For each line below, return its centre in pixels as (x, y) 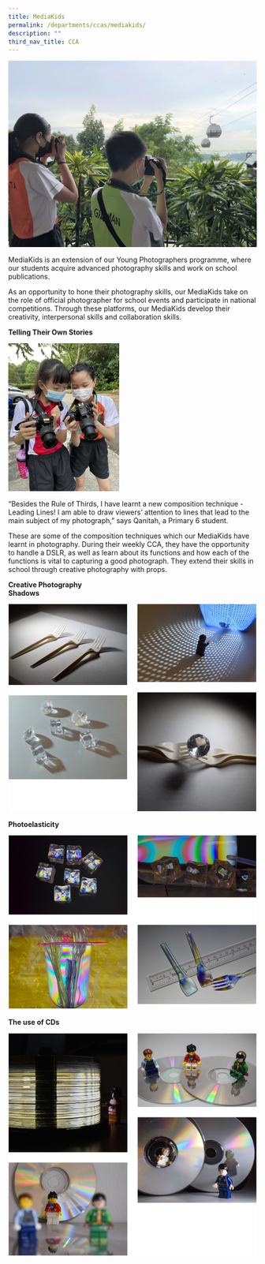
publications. (29, 277)
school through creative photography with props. (88, 570)
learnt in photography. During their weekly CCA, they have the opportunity (129, 544)
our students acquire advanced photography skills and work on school (123, 268)
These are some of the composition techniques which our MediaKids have (129, 536)
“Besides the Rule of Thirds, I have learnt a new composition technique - (126, 504)
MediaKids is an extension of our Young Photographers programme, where (130, 260)
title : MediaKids (37, 17)
